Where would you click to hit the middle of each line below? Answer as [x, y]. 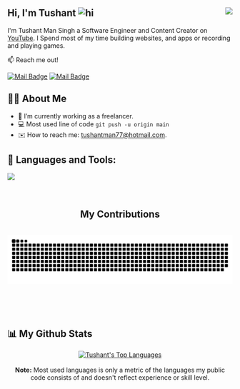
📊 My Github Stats [50, 334]
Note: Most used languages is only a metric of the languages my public [120, 370]
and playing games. [36, 45]
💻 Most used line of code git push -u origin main [93, 124]
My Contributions [120, 214]
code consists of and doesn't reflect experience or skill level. [120, 377]
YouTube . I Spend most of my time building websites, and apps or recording [119, 38]
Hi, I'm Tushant [42, 13]
